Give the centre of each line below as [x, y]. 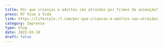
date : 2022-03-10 [23, 32]
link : [10, 19]
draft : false [18, 37]
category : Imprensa [25, 23]
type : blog [16, 28]
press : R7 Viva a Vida [28, 14]
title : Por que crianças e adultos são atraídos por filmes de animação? [82, 10]
